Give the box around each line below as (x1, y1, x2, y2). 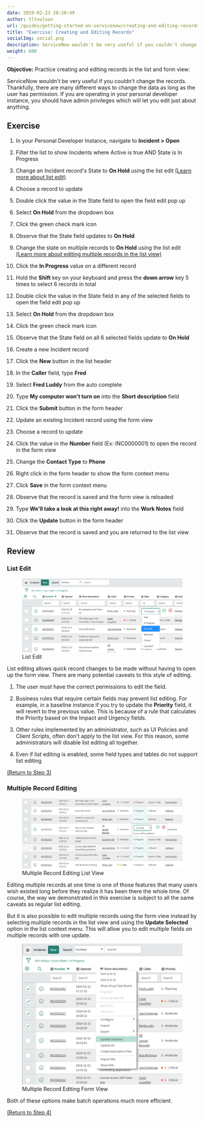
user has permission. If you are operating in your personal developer (7, 90, 178, 97)
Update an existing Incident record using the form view (15, 416, 153, 423)
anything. (7, 103, 31, 110)
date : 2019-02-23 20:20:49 (7, 10, 75, 16)
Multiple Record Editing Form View (22, 1085, 108, 1092)
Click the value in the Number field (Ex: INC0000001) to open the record (15, 440, 197, 447)
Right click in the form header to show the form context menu (15, 469, 169, 477)
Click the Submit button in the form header (15, 404, 123, 412)
